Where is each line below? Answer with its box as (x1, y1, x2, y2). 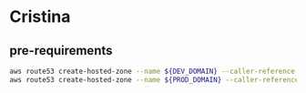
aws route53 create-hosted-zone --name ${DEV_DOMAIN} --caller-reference (9, 67, 296, 76)
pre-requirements (9, 43, 113, 58)
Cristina (9, 6, 71, 27)
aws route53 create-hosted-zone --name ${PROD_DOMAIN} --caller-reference (9, 75, 300, 84)
